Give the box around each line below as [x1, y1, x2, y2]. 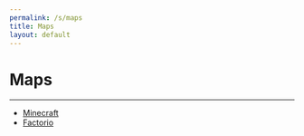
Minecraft [22, 108, 59, 119]
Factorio [22, 117, 54, 128]
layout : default [9, 30, 71, 39]
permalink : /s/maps [9, 13, 83, 23]
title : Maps [9, 22, 54, 31]
